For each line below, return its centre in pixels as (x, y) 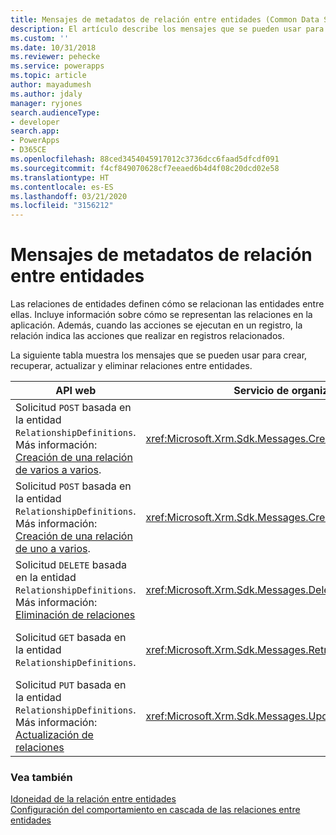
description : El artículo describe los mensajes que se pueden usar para (167, 29)
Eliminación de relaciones (75, 615)
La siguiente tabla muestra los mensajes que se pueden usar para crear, (159, 355)
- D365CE (28, 150)
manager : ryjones (46, 103)
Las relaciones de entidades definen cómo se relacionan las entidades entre (167, 304)
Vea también (41, 777)
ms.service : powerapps (57, 66)
